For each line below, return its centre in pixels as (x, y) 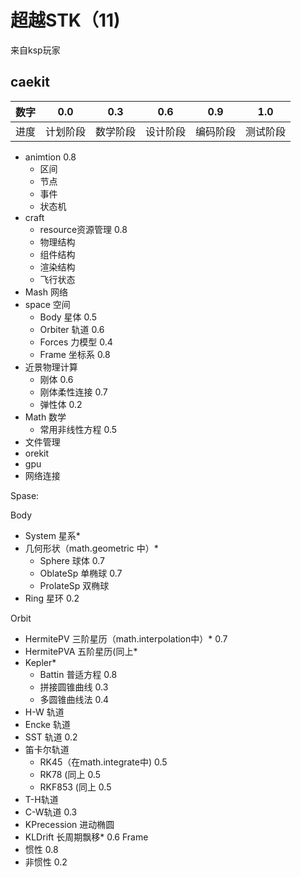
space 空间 (47, 304)
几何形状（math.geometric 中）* (91, 548)
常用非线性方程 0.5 (78, 429)
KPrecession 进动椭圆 (69, 824)
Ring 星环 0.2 (52, 598)
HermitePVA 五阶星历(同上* (81, 651)
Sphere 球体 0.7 (72, 560)
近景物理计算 (51, 367)
